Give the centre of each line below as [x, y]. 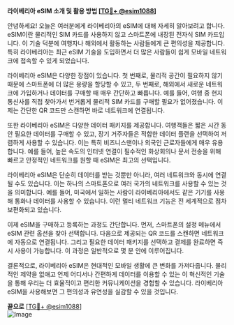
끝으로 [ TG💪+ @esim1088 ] [45, 307]
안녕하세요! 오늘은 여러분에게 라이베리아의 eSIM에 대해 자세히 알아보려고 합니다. [116, 26]
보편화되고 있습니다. [34, 210]
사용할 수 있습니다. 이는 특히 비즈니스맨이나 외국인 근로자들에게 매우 [118, 143]
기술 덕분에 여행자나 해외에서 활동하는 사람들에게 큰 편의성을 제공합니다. [127, 43]
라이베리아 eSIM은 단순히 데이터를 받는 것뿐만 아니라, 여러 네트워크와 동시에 [111, 175]
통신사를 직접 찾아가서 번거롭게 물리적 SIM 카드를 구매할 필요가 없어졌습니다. [112, 101]
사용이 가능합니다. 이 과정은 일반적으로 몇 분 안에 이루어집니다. [99, 251]
